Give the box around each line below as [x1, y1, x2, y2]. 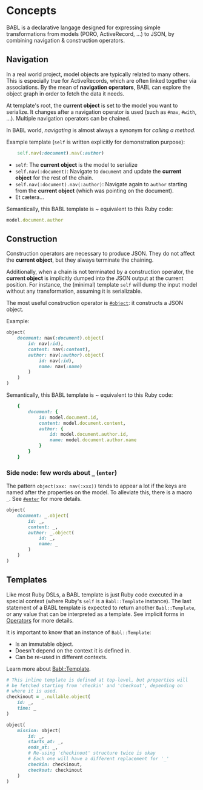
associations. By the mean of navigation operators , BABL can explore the [6, 83, 191, 91]
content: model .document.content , [38, 420, 126, 426]
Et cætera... [15, 193, 44, 201]
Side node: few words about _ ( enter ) [6, 468, 117, 477]
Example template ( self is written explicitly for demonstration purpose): [6, 138, 185, 145]
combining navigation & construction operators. [6, 37, 125, 44]
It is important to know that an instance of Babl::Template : [6, 628, 151, 636]
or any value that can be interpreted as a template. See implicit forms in [6, 610, 185, 618]
